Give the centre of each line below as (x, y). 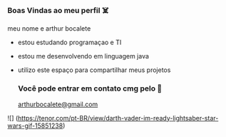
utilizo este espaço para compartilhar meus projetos (94, 70)
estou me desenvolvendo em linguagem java (83, 56)
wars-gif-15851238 (35, 126)
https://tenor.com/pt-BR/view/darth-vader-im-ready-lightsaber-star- (118, 118)
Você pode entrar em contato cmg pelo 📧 (90, 88)
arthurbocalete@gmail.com (58, 104)
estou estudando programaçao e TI (70, 42)
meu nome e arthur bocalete (49, 29)
